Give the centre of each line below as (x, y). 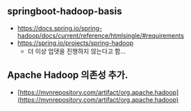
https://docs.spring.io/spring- (60, 28)
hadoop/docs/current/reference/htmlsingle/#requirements (100, 35)
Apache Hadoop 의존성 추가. (68, 75)
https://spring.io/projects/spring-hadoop (75, 43)
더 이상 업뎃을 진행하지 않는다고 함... (77, 51)
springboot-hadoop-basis (65, 11)
